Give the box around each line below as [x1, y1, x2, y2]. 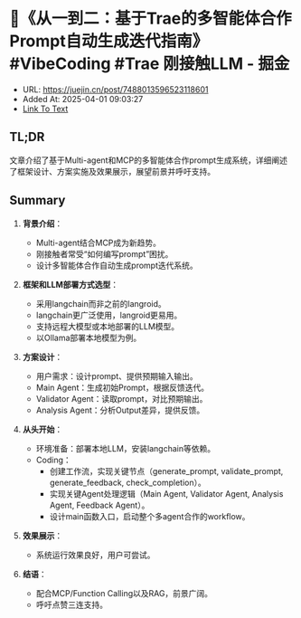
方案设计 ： [22, 351, 63, 362]
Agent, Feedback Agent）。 [49, 499, 150, 510]
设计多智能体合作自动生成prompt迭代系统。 [35, 260, 199, 271]
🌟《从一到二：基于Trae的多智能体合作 [9, 8, 292, 29]
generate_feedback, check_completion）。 [49, 477, 206, 488]
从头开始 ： [22, 423, 63, 434]
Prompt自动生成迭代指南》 [9, 31, 209, 52]
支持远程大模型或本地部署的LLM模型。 [35, 320, 180, 331]
